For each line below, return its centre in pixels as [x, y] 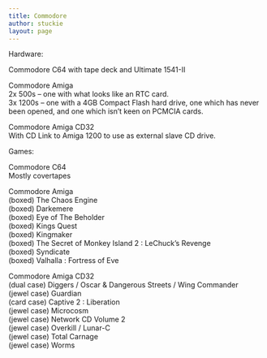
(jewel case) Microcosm [49, 311]
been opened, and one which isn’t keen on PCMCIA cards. [106, 111]
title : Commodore [38, 16]
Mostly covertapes [40, 176]
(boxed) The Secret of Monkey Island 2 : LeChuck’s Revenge [110, 244]
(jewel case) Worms [42, 345]
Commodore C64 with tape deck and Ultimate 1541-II [97, 70]
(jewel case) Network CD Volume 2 [67, 319]
